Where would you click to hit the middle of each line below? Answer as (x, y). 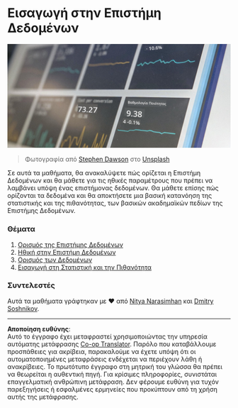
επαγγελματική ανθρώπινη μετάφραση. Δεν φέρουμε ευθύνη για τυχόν (113, 382)
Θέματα (21, 229)
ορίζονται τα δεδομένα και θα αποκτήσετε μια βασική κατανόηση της (110, 196)
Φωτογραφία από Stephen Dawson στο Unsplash (97, 159)
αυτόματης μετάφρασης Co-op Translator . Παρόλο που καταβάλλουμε (112, 344)
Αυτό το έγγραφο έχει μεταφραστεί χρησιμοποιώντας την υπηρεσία (107, 336)
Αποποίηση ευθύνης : (39, 329)
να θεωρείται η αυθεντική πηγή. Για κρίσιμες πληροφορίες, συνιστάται (112, 374)
